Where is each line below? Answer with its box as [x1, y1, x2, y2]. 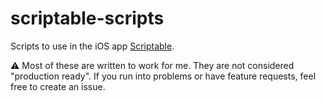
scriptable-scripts [10, 7, 165, 30]
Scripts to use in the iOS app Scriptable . [10, 40, 175, 52]
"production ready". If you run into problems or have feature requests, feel [10, 70, 317, 82]
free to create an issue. [10, 80, 106, 92]
